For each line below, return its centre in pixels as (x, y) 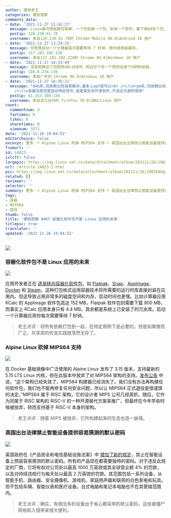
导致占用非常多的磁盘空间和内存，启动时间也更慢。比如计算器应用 (96, 297)
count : (12, 105)
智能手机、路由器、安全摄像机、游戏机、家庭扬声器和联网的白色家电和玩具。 (85, 480)
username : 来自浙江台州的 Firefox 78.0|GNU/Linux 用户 (66, 100)
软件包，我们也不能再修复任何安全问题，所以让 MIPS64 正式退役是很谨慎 (86, 388)
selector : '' (19, 186)
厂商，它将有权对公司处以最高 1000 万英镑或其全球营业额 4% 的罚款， (88, 467)
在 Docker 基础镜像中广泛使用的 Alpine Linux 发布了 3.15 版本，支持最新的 (82, 369)
